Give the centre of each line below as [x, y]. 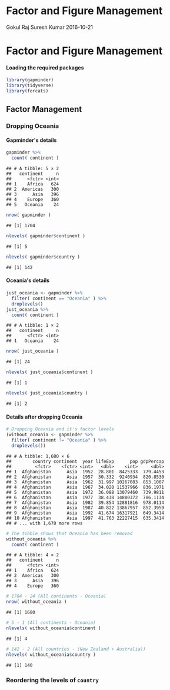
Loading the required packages [45, 67]
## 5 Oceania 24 [33, 205]
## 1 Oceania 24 [33, 341]
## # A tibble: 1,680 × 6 [38, 456]
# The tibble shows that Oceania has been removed [69, 533]
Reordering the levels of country [52, 680]
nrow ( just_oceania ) [33, 351]
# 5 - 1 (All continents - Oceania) [51, 623]
